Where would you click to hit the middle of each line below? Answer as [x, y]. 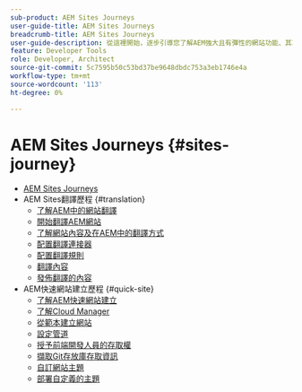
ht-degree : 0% [37, 92]
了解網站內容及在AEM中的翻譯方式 [100, 233]
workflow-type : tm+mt [51, 76]
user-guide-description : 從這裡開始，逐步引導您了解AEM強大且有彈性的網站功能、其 [151, 43]
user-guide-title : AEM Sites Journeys [82, 26]
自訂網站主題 [60, 368]
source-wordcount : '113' [56, 84]
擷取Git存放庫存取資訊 [78, 356]
